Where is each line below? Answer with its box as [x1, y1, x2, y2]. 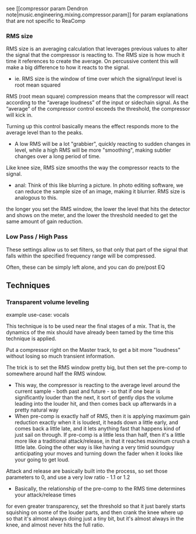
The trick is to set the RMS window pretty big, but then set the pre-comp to [6, 364, 187, 371]
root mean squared [14, 81, 61, 88]
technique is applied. [6, 335, 57, 342]
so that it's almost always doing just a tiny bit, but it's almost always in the [6, 515, 184, 522]
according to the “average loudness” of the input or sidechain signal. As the [6, 99, 189, 106]
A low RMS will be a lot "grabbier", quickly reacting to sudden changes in [14, 141, 191, 148]
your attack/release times [14, 491, 76, 498]
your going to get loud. [14, 456, 70, 463]
